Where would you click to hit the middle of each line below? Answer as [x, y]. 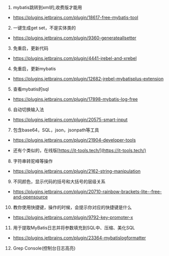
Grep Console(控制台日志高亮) [44, 248]
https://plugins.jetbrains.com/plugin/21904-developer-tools [74, 140]
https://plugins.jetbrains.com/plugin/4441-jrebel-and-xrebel [75, 58]
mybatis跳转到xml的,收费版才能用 [47, 7]
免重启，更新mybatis [34, 69]
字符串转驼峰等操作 [33, 161]
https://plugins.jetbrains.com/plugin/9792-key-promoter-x [73, 217]
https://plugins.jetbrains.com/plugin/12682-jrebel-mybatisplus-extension [88, 79]
